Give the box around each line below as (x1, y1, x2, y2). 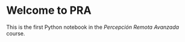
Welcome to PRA (6, 4, 92, 17)
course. (6, 29, 25, 37)
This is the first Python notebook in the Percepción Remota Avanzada (6, 23, 180, 31)
